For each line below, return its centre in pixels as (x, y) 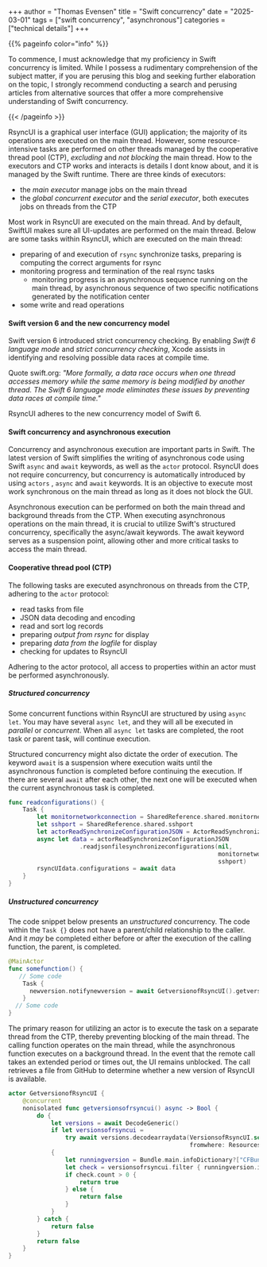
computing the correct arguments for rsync (91, 263)
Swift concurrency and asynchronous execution (89, 431)
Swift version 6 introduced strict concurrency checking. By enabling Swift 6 (132, 341)
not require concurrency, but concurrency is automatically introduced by (127, 475)
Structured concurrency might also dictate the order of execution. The (123, 754)
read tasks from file (52, 609)
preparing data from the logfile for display (88, 643)
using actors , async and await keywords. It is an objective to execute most (130, 483)
